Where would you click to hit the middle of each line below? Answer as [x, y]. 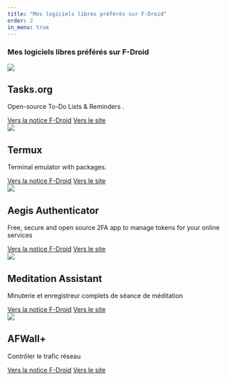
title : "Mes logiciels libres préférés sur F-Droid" [87, 14]
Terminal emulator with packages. [57, 167]
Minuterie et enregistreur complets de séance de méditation [95, 296]
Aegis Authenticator [53, 210]
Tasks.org [30, 90]
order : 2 [20, 21]
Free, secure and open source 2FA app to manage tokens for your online [114, 228]
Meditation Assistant [55, 278]
